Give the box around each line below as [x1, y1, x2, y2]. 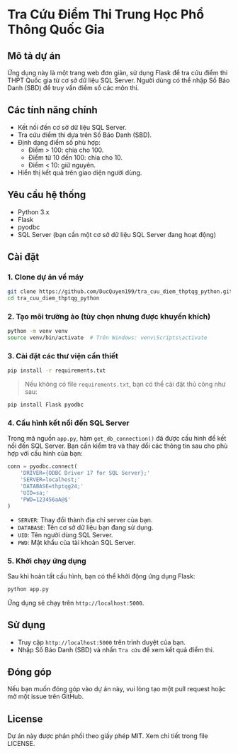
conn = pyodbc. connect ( [7, 463, 78, 471]
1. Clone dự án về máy [7, 272, 84, 282]
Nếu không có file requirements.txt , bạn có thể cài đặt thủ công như [24, 380, 226, 389]
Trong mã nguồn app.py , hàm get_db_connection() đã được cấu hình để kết [7, 434, 227, 443]
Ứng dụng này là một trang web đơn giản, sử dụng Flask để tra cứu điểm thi [7, 69, 228, 77]
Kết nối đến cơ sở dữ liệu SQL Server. [17, 123, 127, 131]
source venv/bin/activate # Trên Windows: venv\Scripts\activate [7, 334, 208, 341]
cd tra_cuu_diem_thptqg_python [7, 295, 100, 302]
